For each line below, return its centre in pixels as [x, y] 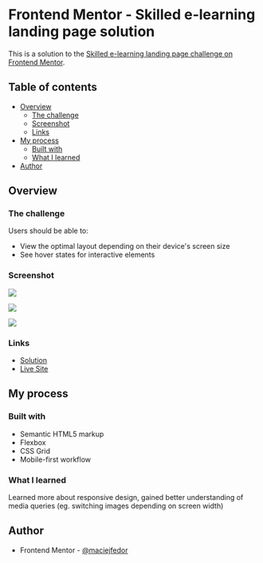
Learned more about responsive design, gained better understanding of [126, 498]
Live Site [34, 369]
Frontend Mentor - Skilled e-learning [132, 15]
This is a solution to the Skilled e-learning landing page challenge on [121, 53]
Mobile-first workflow [55, 459]
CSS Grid [35, 451]
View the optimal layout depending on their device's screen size [125, 246]
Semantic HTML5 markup [62, 434]
